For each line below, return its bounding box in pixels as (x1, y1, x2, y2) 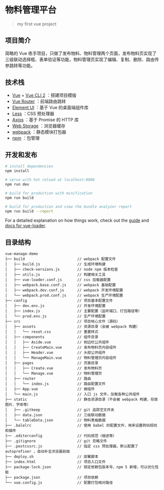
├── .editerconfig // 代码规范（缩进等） (5, 434, 117, 439)
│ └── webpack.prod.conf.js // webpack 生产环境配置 (5, 293, 123, 298)
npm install (5, 168, 29, 174)
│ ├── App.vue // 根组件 (5, 387, 95, 392)
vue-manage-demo (5, 252, 38, 257)
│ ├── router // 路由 (5, 376, 91, 381)
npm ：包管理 (12, 135, 40, 141)
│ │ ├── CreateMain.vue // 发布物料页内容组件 (5, 345, 117, 350)
